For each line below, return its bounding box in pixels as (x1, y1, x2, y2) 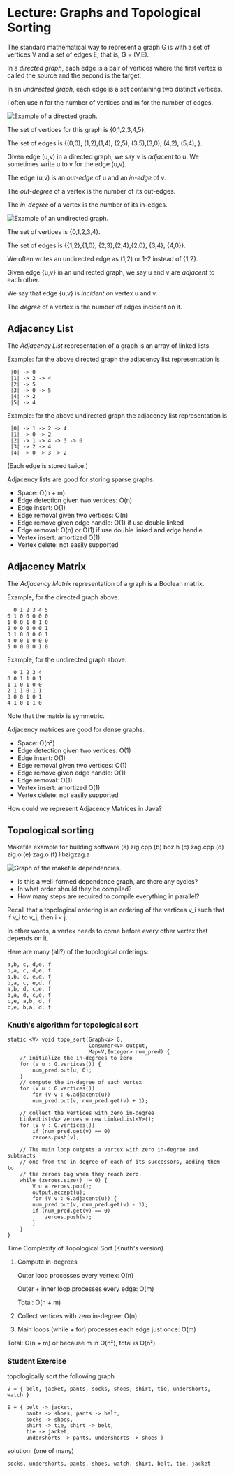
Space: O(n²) (17, 738, 55, 747)
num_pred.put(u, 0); (32, 1067, 92, 1074)
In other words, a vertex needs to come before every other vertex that (7, 927, 208, 935)
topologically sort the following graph (7, 1371, 115, 1380)
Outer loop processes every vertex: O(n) (17, 1271, 134, 1279)
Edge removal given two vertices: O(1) (17, 761, 127, 769)
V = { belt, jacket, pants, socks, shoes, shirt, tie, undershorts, (7, 1385, 211, 1392)
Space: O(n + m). (17, 488, 68, 497)
